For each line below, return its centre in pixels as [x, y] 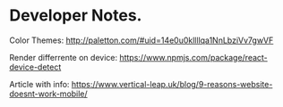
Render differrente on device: [64, 57]
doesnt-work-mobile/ [48, 94]
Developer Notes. [76, 16]
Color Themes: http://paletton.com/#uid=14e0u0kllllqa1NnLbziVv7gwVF [141, 40]
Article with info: [39, 84]
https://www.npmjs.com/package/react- [194, 57]
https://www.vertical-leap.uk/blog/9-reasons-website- [172, 84]
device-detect [35, 67]
